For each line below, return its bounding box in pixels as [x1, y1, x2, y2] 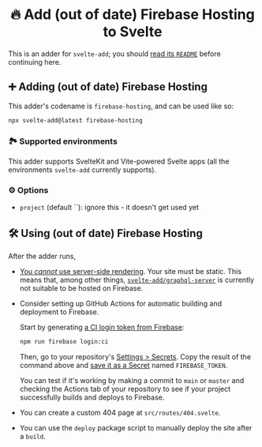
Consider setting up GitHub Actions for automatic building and [19, 299, 223, 309]
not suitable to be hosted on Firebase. [19, 284, 144, 293]
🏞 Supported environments [8, 136, 118, 147]
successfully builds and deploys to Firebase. [19, 393, 165, 402]
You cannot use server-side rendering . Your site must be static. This [19, 267, 242, 276]
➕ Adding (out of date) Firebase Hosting [8, 81, 208, 94]
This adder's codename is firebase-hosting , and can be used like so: [8, 101, 234, 111]
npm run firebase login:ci [19, 338, 109, 346]
